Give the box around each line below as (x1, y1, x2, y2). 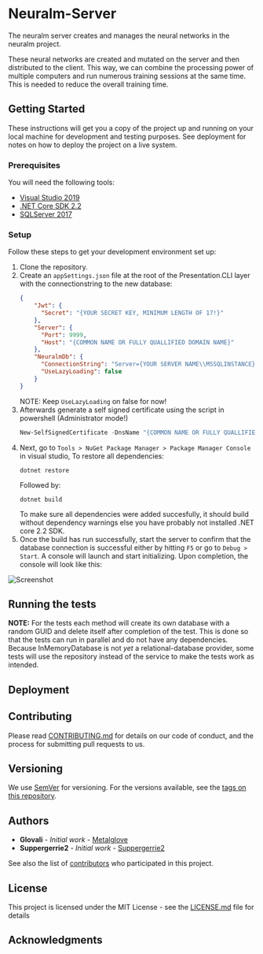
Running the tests (8, 597, 97, 611)
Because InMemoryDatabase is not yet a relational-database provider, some (8, 644, 254, 653)
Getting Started (8, 102, 86, 116)
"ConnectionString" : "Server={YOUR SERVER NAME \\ (40, 360, 206, 369)
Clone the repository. (19, 262, 88, 272)
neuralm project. (8, 39, 61, 48)
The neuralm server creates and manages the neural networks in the (8, 31, 230, 40)
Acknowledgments (8, 934, 104, 947)
